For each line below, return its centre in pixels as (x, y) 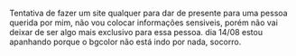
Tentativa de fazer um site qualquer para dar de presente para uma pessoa (148, 13)
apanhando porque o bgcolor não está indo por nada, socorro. (125, 42)
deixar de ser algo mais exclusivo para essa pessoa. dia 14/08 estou (136, 32)
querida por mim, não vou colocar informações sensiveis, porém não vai (143, 23)
